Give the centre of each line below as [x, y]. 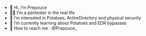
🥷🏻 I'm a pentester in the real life [42, 13]
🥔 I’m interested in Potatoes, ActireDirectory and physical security [75, 18]
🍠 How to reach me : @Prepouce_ [43, 28]
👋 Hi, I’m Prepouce [28, 8]
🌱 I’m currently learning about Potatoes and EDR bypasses [68, 23]
